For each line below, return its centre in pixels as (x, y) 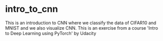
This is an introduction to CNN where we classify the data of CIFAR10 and (81, 23)
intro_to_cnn (32, 9)
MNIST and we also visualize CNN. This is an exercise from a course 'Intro (82, 28)
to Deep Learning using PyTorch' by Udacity (51, 33)
